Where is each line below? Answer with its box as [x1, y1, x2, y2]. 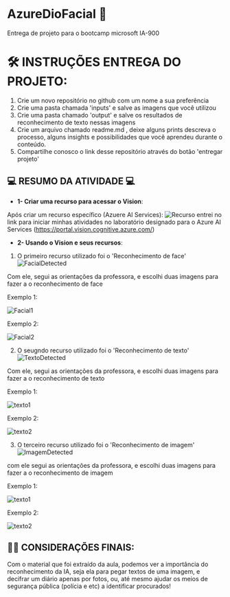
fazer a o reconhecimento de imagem [7, 469, 113, 477]
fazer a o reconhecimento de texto [7, 374, 105, 382]
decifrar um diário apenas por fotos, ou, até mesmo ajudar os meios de [7, 574, 208, 583]
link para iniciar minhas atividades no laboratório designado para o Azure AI [7, 218, 222, 226]
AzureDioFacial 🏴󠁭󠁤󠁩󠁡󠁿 [7, 6, 107, 22]
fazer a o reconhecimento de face [7, 280, 103, 288]
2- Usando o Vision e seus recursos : [16, 238, 123, 247]
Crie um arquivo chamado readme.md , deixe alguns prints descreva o [16, 125, 216, 133]
